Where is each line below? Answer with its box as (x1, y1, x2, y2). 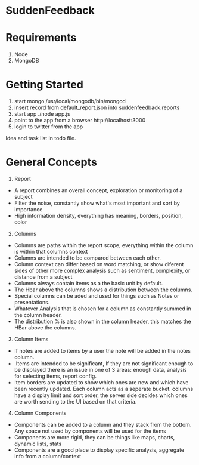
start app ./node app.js (14, 110, 70, 118)
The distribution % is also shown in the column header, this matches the (14, 318, 191, 325)
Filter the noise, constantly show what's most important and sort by (14, 199, 180, 207)
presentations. (14, 299, 50, 306)
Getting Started (5, 78, 84, 91)
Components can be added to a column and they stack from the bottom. (14, 421, 192, 428)
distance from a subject (14, 273, 73, 281)
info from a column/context (14, 453, 82, 460)
